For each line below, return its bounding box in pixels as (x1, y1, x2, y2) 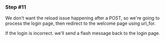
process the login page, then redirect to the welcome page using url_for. (5, 20, 156, 26)
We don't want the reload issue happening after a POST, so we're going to (5, 15, 160, 21)
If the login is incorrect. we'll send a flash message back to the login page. (5, 30, 160, 36)
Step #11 (5, 4, 26, 11)
